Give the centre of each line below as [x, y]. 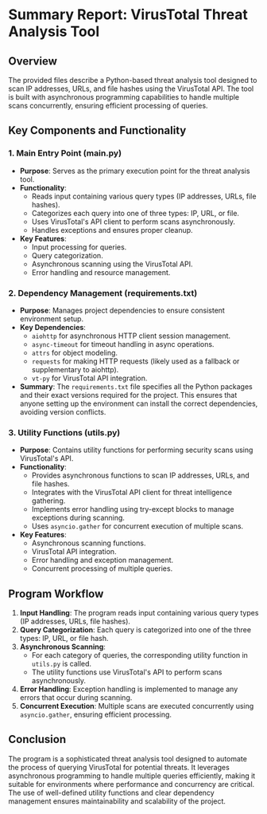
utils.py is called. [62, 664]
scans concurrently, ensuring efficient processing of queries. [108, 106]
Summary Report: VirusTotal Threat [128, 15]
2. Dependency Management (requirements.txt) [103, 293]
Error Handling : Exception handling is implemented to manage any [129, 689]
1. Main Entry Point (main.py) [65, 153]
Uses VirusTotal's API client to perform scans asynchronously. [133, 222]
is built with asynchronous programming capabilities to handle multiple [124, 97]
